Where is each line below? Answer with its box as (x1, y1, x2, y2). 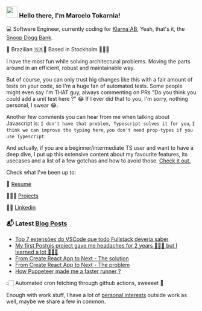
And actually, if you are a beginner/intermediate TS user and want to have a (6, 144, 194, 152)
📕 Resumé (6, 181, 32, 188)
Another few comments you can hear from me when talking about (6, 114, 170, 121)
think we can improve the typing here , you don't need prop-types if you (6, 126, 193, 133)
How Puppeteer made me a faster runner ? (14, 268, 121, 275)
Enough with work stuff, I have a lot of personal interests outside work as (6, 291, 188, 298)
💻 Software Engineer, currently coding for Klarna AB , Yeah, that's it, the (6, 25, 185, 33)
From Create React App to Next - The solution (14, 254, 129, 262)
